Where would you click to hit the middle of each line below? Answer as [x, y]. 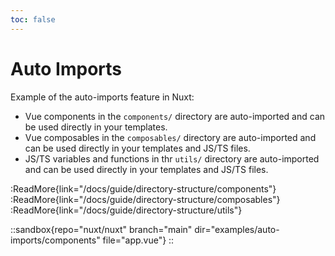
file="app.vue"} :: [138, 240]
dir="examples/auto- [237, 229]
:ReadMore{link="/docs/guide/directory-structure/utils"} [126, 210]
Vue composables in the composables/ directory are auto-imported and [170, 137]
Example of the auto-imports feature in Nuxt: [102, 97]
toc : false [33, 19]
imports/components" [55, 240]
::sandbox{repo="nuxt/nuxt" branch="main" [101, 229]
